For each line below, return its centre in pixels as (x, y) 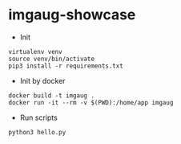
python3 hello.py (37, 132)
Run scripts (38, 117)
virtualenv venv (35, 51)
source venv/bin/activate (51, 59)
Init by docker (42, 80)
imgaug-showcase (72, 15)
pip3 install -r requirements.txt (66, 66)
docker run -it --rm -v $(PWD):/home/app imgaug (91, 102)
